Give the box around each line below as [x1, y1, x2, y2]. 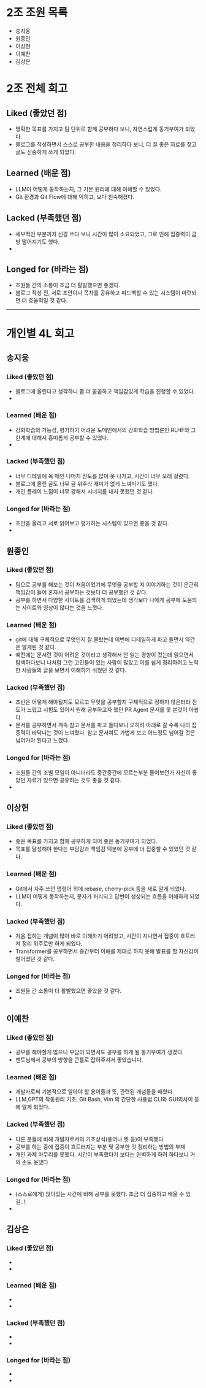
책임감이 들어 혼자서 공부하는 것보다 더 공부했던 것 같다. [15, 588, 148, 596]
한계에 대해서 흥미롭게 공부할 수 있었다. [15, 434, 109, 441]
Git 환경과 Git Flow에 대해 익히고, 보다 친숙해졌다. [15, 193, 135, 200]
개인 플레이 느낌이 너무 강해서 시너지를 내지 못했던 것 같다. [15, 487, 154, 495]
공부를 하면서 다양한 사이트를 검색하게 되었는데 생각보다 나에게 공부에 [15, 596, 181, 603]
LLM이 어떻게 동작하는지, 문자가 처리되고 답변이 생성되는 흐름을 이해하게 [15, 892, 189, 900]
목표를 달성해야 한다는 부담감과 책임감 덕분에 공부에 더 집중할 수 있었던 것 [15, 845, 191, 853]
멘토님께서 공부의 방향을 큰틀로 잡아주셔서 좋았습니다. [15, 1056, 143, 1063]
